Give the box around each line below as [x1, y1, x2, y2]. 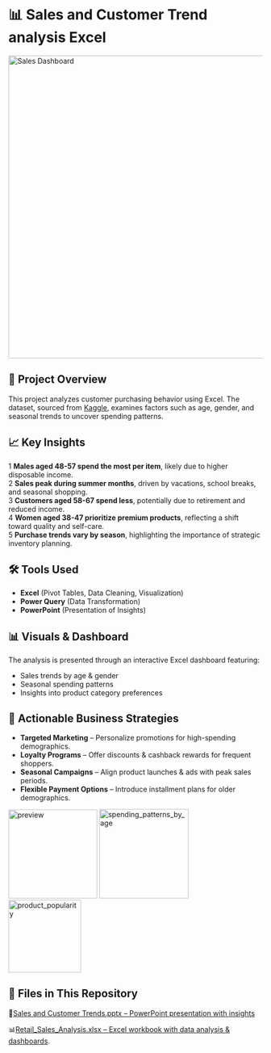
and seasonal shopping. [8, 487, 88, 497]
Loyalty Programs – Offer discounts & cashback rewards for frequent [19, 750, 252, 759]
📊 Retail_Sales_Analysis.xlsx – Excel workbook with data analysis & [8, 1024, 231, 1034]
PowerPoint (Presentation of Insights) [19, 606, 147, 615]
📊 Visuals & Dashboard [8, 630, 129, 644]
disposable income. [8, 469, 74, 480]
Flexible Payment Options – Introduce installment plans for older [19, 784, 236, 794]
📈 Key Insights [8, 436, 86, 450]
